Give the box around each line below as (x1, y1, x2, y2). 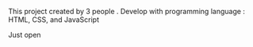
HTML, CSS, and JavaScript (8, 15, 100, 24)
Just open (8, 31, 41, 39)
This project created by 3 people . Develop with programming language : (8, 7, 246, 16)
